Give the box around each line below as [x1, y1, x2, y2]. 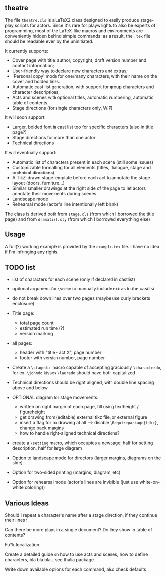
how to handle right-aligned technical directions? [19, 430, 120, 436]
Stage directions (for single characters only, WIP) [12, 105, 113, 111]
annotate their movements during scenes [12, 190, 97, 196]
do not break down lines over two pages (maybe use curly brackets [12, 295, 150, 301]
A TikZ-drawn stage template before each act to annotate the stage [12, 174, 150, 180]
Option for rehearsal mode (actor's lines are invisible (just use [12, 479, 139, 485]
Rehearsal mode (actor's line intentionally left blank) [12, 201, 119, 207]
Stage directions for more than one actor [12, 134, 96, 140]
